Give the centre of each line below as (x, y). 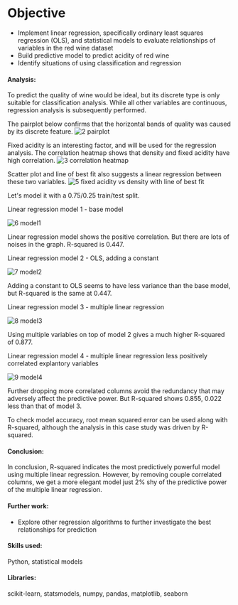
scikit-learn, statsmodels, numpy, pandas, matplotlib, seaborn (98, 593)
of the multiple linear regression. (55, 490)
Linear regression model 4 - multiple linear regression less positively (108, 356)
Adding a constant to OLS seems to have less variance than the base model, (119, 286)
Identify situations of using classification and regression (99, 63)
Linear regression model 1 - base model (65, 209)
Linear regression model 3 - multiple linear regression (86, 307)
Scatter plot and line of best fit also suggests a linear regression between (114, 174)
